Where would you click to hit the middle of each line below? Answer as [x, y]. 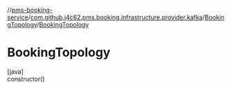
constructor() [26, 79]
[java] [16, 71]
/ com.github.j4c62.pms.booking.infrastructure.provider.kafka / [117, 17]
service [18, 17]
